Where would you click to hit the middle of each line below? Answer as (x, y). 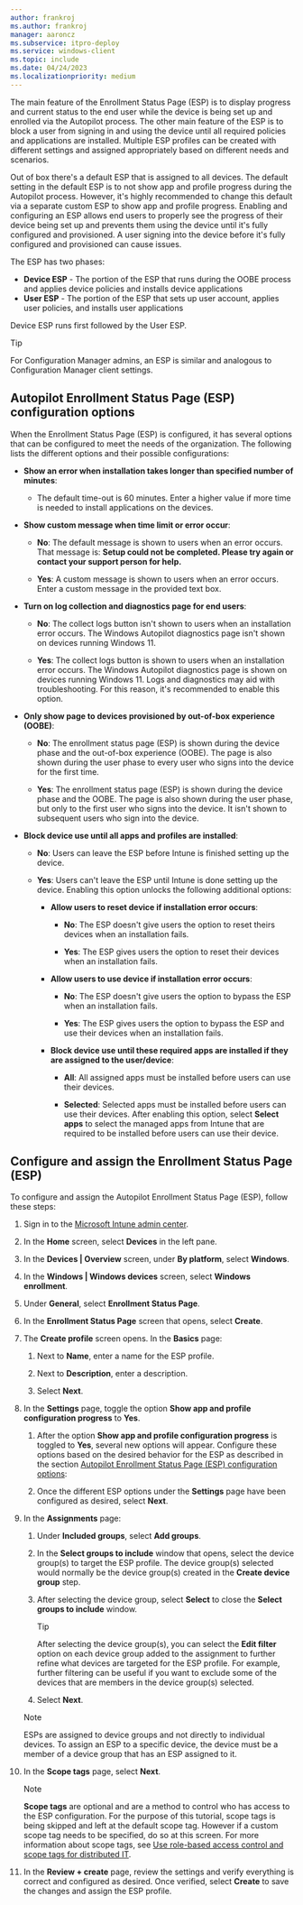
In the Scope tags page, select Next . (92, 1772)
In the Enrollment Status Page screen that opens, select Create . (143, 1321)
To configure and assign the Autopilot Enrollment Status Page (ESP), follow (149, 1197)
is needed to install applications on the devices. (125, 507)
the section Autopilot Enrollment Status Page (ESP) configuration (157, 1464)
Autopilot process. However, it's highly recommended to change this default (151, 196)
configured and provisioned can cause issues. (96, 244)
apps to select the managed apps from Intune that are (164, 1123)
